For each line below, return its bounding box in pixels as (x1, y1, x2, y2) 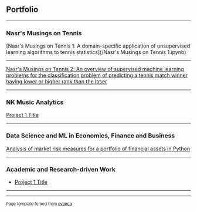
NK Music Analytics (6, 98, 64, 106)
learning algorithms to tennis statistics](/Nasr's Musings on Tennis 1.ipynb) (6, 49, 186, 56)
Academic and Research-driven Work (6, 165, 116, 173)
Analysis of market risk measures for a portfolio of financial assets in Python (6, 145, 191, 152)
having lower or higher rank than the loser (6, 78, 107, 85)
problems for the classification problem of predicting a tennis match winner (6, 72, 188, 79)
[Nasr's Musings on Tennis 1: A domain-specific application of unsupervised (6, 42, 191, 49)
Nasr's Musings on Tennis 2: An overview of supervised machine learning (6, 66, 185, 73)
